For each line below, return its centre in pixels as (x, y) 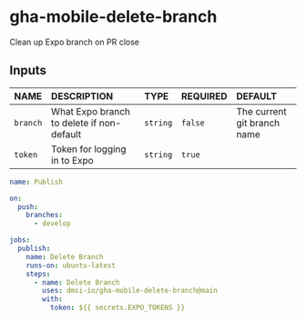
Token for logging (89, 149)
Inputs (28, 70)
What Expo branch (91, 111)
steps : (38, 274)
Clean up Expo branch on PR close (74, 42)
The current (261, 111)
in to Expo (72, 160)
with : (53, 299)
